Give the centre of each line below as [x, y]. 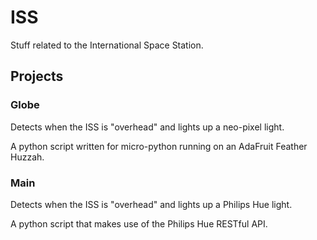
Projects [37, 76]
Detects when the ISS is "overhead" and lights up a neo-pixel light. [147, 127]
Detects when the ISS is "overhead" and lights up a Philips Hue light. [151, 204]
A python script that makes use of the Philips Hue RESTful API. [139, 223]
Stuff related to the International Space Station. [107, 45]
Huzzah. [27, 157]
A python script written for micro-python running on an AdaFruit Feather [159, 146]
